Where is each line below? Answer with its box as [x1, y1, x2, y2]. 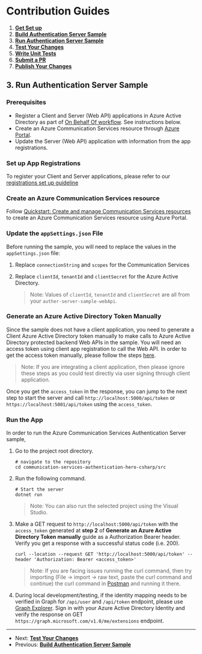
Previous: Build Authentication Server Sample [14, 641, 131, 649]
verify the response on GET [14, 611, 84, 618]
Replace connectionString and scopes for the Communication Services [14, 261, 190, 268]
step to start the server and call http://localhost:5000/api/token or [6, 394, 176, 401]
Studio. [29, 509, 48, 516]
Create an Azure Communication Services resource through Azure [14, 125, 180, 132]
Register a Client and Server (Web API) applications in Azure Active [14, 112, 182, 119]
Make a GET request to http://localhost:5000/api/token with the [14, 520, 179, 528]
